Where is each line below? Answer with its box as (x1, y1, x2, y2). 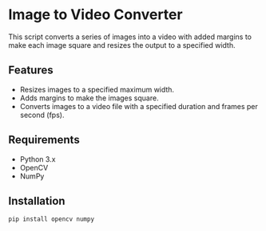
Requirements (8, 133, 80, 147)
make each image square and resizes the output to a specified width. (8, 40, 236, 49)
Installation (8, 194, 66, 208)
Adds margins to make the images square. (19, 93, 159, 103)
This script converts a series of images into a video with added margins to (8, 32, 252, 41)
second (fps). (19, 110, 65, 119)
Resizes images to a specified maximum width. (19, 84, 174, 94)
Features (8, 64, 54, 77)
